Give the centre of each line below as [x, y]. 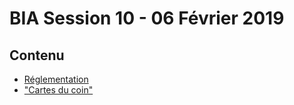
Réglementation [56, 79]
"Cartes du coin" [58, 90]
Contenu [37, 55]
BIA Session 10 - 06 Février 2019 [147, 18]
